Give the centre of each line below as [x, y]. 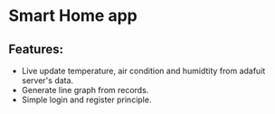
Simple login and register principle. [86, 100]
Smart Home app [73, 16]
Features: [36, 49]
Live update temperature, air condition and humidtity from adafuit [143, 71]
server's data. [47, 81]
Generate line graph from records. [85, 90]
